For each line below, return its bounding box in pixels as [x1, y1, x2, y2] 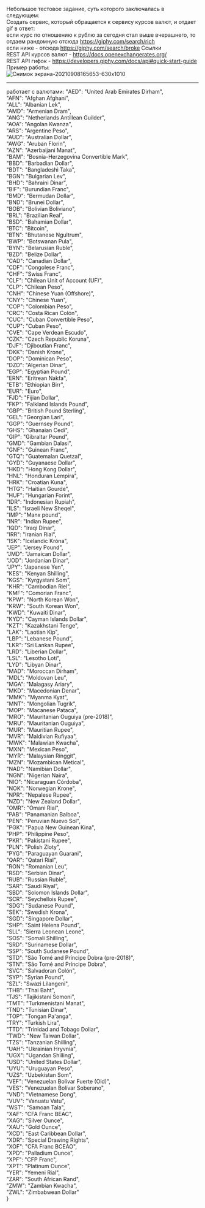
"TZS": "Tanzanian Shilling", [6, 1039, 76, 1046]
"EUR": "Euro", [6, 387, 43, 395]
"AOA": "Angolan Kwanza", [6, 121, 73, 127]
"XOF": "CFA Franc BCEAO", [6, 1143, 77, 1150]
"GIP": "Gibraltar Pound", [6, 433, 69, 440]
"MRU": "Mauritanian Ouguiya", [6, 720, 85, 727]
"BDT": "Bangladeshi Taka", [6, 166, 76, 173]
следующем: [6, 12, 40, 19]
